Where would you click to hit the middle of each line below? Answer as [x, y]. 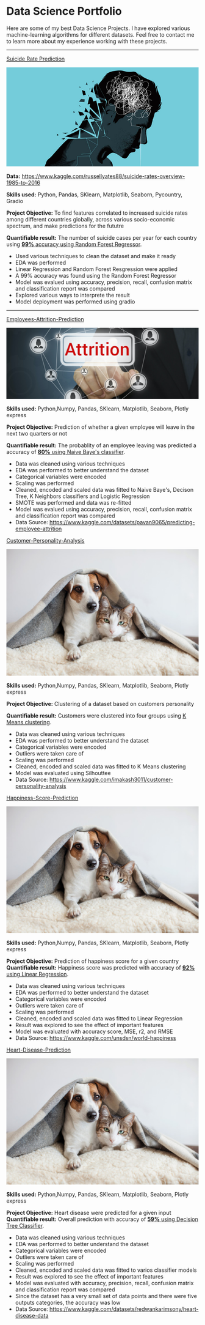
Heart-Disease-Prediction [39, 1050]
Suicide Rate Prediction [36, 59]
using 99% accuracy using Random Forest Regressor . [74, 244]
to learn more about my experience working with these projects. [87, 41]
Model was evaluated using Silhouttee [63, 773]
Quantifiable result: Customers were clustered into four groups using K [96, 715]
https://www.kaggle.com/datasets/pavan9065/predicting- [122, 522]
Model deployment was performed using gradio [75, 302]
